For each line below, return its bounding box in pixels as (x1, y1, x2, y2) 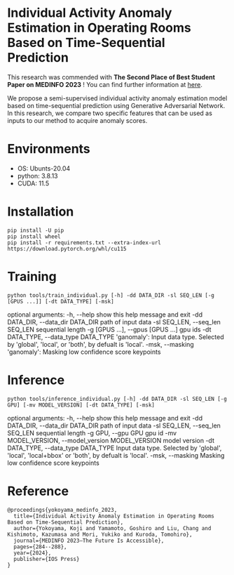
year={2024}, (13, 549, 52, 556)
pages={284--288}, (13, 543, 68, 550)
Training (7, 269, 57, 284)
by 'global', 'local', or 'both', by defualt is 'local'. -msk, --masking (7, 340, 194, 348)
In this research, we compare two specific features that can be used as (7, 109, 212, 117)
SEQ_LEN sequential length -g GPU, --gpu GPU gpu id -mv (7, 428, 177, 437)
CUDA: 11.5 (17, 179, 50, 187)
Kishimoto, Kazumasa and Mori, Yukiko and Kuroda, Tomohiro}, (7, 531, 193, 538)
